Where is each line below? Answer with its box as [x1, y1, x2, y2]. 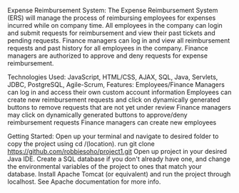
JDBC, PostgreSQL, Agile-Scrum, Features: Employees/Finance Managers [7, 80, 225, 88]
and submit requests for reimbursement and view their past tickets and [7, 28, 215, 37]
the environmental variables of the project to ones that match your [7, 162, 202, 170]
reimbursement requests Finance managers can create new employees [7, 118, 217, 127]
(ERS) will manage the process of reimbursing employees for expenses [7, 14, 216, 22]
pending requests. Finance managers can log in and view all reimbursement [7, 36, 230, 45]
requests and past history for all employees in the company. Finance [7, 44, 208, 52]
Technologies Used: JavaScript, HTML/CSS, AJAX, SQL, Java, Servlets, [7, 73, 218, 81]
